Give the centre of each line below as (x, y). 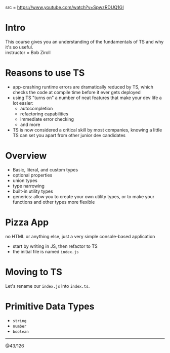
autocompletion (36, 108)
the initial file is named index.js (46, 251)
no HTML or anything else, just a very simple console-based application (80, 236)
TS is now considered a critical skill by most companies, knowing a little (87, 130)
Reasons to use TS (45, 73)
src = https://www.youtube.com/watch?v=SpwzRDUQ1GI (65, 7)
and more (30, 124)
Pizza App (27, 223)
